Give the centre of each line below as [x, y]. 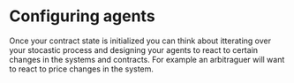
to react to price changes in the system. [82, 69]
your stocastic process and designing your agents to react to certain [134, 49]
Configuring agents [83, 16]
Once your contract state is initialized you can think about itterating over [140, 41]
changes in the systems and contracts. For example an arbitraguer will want [147, 59]
